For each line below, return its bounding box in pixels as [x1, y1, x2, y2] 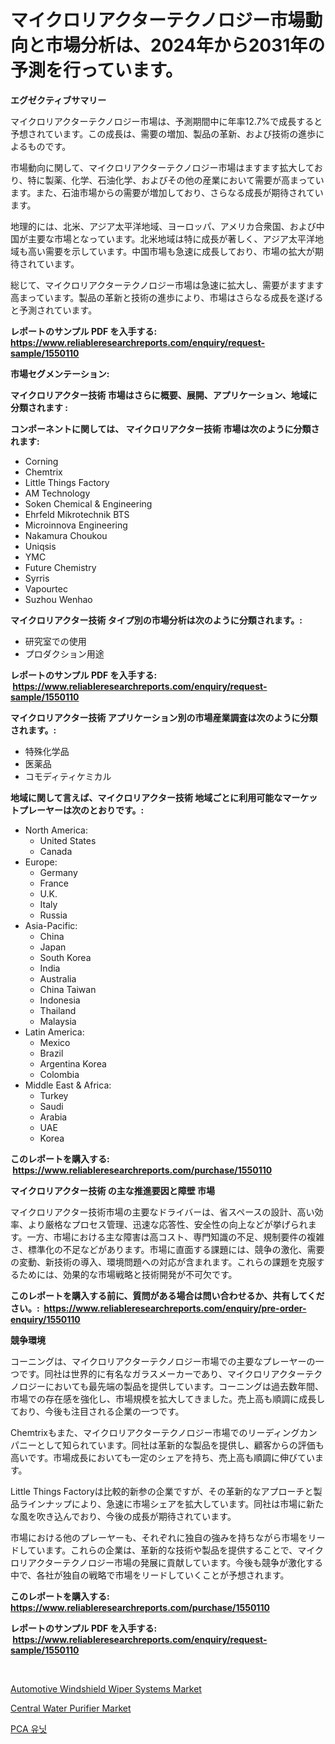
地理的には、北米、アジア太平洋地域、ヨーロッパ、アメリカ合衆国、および [10, 220, 317, 232]
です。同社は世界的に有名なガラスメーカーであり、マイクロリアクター [18, 1367, 306, 1380]
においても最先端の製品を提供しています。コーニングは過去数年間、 [44, 1380, 325, 1392]
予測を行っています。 [10, 59, 183, 82]
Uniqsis [24, 540, 57, 552]
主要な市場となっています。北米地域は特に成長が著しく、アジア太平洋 [27, 232, 315, 245]
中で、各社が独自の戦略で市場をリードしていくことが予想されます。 [10, 1569, 290, 1581]
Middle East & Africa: [24, 1079, 112, 1091]
